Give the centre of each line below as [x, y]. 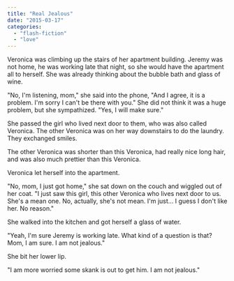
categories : [24, 26]
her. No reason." [31, 208]
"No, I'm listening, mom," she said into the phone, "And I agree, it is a [106, 96]
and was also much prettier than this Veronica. [74, 159]
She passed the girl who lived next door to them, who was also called [107, 123]
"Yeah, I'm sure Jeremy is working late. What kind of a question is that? [110, 236]
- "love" [26, 40]
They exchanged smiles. [42, 138]
